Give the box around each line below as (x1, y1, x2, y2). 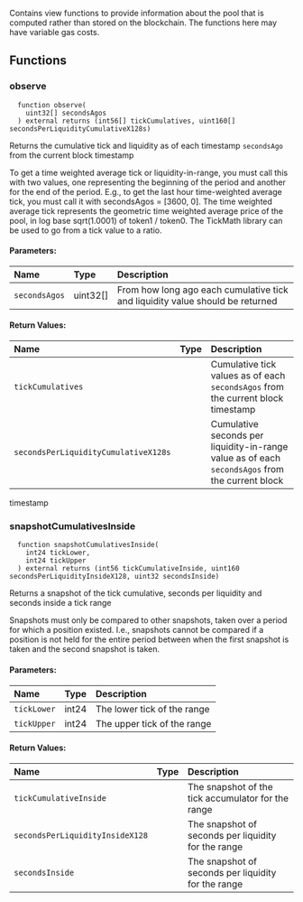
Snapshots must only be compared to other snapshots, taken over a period (9, 615, 288, 626)
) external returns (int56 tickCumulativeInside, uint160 (17, 564, 241, 573)
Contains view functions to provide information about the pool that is (9, 8, 264, 18)
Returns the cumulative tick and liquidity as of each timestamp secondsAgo (9, 140, 284, 151)
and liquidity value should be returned (116, 294, 278, 307)
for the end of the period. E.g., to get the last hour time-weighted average (9, 186, 282, 197)
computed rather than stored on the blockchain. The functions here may (9, 17, 278, 28)
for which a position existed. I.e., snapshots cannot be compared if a (9, 625, 264, 636)
